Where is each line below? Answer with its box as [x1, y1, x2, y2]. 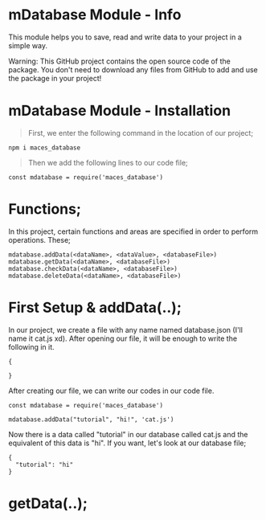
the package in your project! [8, 73, 102, 83]
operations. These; [8, 235, 71, 244]
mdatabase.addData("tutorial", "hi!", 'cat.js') [8, 416, 174, 424]
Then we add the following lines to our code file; [27, 158, 189, 167]
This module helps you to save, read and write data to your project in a [8, 32, 243, 42]
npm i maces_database [8, 143, 81, 152]
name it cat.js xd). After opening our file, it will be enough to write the [8, 334, 238, 343]
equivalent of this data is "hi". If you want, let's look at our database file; [8, 438, 247, 448]
